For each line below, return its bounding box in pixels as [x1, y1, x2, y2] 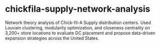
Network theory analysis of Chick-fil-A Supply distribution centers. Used [5, 20, 151, 25]
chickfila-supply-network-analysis [5, 3, 150, 15]
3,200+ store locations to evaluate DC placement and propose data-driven [5, 30, 156, 36]
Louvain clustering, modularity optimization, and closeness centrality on [5, 24, 150, 30]
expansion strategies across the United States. [5, 35, 99, 41]
